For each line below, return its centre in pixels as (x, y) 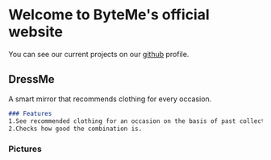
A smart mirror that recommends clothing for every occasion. (110, 99)
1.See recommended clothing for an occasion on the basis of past (122, 121)
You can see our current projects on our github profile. (99, 54)
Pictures (25, 149)
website (35, 32)
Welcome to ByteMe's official (109, 15)
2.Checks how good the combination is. (75, 129)
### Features (30, 113)
